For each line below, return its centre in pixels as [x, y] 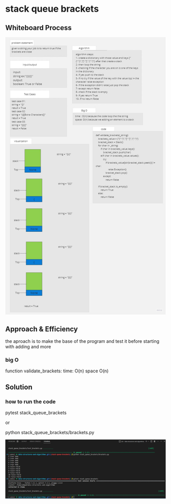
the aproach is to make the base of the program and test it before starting [82, 341]
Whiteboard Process [39, 28]
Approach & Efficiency [41, 329]
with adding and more [28, 347]
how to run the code [31, 401]
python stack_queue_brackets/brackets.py [50, 433]
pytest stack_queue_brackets [36, 413]
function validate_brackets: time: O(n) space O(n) [57, 371]
